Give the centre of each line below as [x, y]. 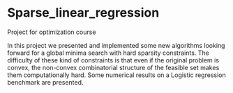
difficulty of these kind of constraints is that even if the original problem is [113, 60]
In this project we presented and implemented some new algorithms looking [116, 45]
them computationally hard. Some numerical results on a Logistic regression [116, 75]
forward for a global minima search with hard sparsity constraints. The [108, 53]
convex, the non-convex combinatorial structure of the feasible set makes [113, 67]
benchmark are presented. [45, 82]
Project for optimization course [52, 32]
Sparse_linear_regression [83, 13]
